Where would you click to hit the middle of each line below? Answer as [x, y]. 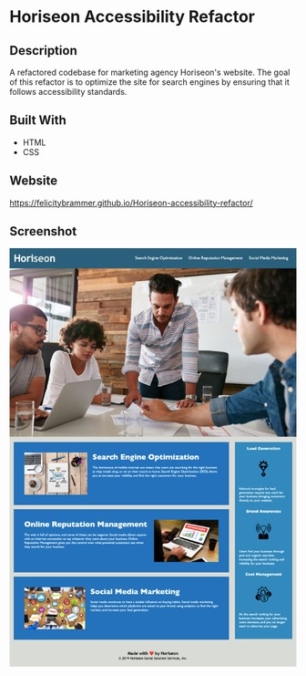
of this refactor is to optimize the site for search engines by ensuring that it [149, 82]
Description [43, 51]
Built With [38, 120]
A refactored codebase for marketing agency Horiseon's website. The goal [150, 72]
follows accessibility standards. [68, 92]
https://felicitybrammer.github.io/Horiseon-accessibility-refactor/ [131, 203]
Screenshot [43, 231]
